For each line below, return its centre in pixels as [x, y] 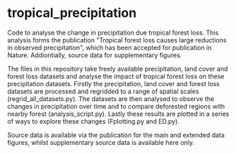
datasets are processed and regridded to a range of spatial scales [103, 91]
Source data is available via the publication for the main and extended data [116, 135]
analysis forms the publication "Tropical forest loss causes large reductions [117, 40]
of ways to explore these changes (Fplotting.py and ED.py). [94, 121]
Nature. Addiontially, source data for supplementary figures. [95, 55]
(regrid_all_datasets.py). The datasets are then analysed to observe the [111, 99]
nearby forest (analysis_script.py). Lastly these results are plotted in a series [118, 114]
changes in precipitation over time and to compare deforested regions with [116, 106]
